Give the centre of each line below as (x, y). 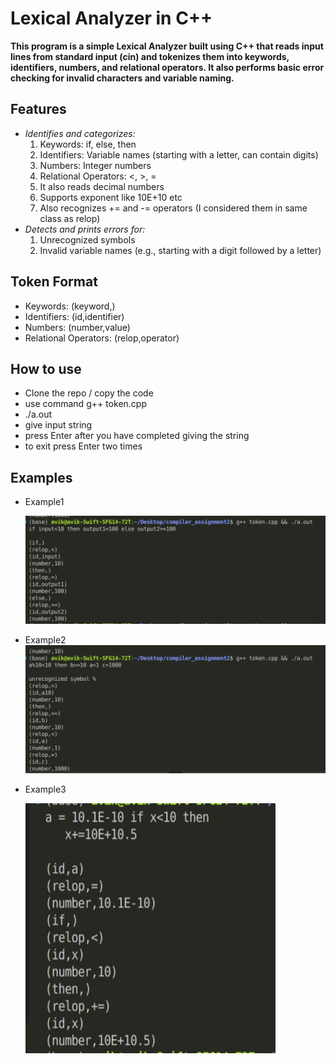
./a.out (38, 414)
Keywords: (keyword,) (70, 306)
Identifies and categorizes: (80, 133)
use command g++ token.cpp (85, 404)
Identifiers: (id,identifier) (74, 316)
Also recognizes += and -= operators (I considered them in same (173, 208)
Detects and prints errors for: (85, 229)
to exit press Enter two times (83, 446)
